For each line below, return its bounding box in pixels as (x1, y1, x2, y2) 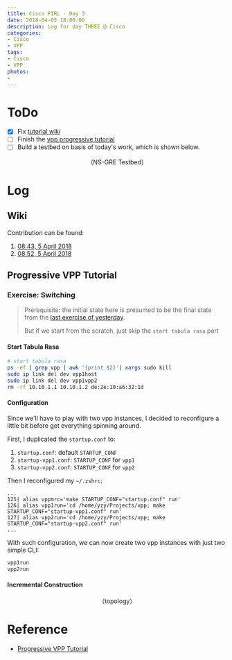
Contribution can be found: (7, 228, 84, 236)
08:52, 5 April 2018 (17, 249, 72, 257)
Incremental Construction (7, 580, 83, 589)
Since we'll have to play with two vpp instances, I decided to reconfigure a (7, 414, 220, 422)
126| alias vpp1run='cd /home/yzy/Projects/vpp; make (7, 502, 166, 509)
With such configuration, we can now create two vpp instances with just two (7, 538, 225, 546)
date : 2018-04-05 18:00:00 (7, 17, 85, 24)
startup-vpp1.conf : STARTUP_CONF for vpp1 (17, 455, 135, 464)
